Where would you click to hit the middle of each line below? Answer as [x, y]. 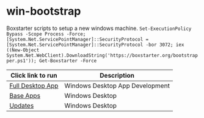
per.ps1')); [21, 61]
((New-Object [23, 50]
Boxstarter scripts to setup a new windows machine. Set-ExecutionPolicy [99, 28]
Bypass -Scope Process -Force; [46, 34]
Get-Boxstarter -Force [68, 61]
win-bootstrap [44, 11]
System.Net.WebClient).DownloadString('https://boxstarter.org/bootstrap [102, 55]
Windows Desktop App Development [117, 86]
